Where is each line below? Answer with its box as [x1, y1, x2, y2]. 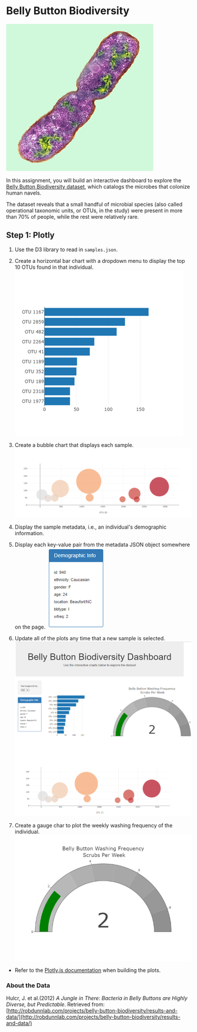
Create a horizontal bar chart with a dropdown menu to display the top [14, 257, 185, 264]
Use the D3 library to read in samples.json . [14, 246, 118, 253]
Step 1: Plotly [6, 231, 55, 241]
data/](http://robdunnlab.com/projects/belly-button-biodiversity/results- [6, 1013, 181, 1021]
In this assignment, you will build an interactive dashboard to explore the [6, 176, 182, 183]
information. [14, 530, 44, 537]
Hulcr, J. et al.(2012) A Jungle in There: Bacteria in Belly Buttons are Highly [6, 995, 188, 1002]
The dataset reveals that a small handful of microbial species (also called [6, 201, 183, 208]
